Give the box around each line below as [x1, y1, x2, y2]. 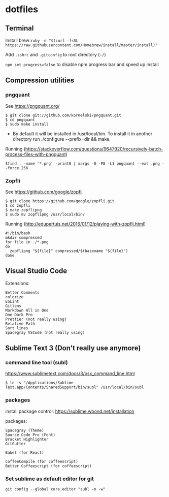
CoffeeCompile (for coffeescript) [5, 459, 79, 464]
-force [5, 165, 19, 171]
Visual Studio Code [5, 267, 67, 275]
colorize [5, 294, 24, 299]
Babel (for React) [5, 450, 44, 455]
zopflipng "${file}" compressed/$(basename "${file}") [10, 248, 128, 254]
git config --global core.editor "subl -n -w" [5, 487, 106, 492]
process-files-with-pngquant [5, 151, 66, 157]
